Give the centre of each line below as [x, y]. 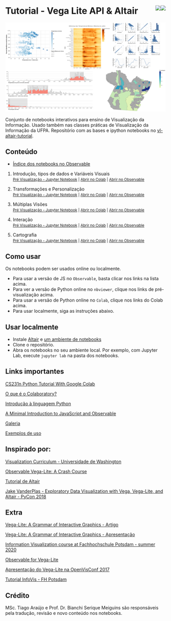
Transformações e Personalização [49, 189]
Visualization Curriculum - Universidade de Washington [63, 462]
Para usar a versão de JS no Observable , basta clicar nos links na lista [85, 279]
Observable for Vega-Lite [32, 560]
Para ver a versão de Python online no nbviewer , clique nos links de [83, 289]
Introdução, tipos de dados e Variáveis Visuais [61, 174]
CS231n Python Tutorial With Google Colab [50, 384]
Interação [23, 220]
